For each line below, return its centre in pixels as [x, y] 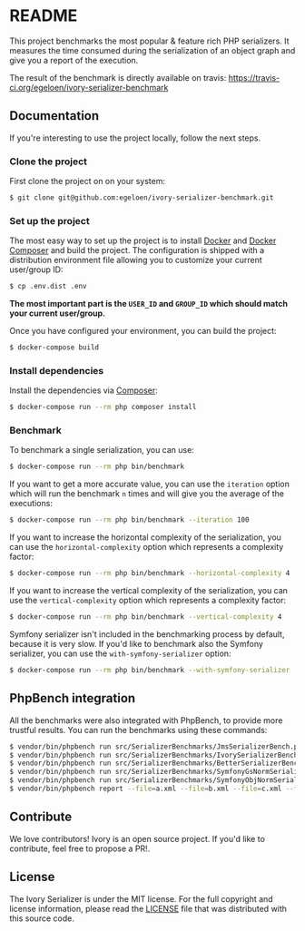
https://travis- [254, 77]
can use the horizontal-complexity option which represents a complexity [147, 547]
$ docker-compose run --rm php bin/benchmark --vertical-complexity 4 [146, 617]
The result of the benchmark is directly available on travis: [118, 77]
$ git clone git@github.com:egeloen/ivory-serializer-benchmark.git [142, 198]
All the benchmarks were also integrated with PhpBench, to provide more [146, 720]
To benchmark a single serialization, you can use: [102, 450]
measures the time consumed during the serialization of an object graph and [152, 50]
